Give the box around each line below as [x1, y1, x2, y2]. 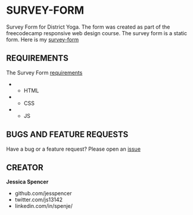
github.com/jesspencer [14, 190, 72, 197]
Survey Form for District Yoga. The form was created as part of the [6, 23, 170, 30]
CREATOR [6, 162, 43, 173]
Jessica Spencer [6, 178, 49, 185]
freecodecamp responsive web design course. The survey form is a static [6, 29, 188, 36]
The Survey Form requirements [6, 69, 83, 76]
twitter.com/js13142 [14, 196, 63, 203]
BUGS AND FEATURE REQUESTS [6, 129, 129, 140]
